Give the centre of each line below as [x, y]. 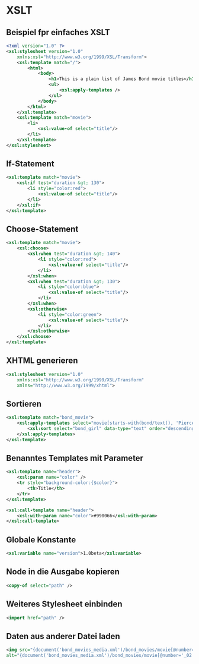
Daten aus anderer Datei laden [63, 636]
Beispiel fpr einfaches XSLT [58, 32]
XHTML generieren [42, 361]
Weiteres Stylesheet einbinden [64, 604]
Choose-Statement [42, 229]
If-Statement [30, 164]
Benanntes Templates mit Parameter [75, 458]
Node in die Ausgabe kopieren [63, 572]
